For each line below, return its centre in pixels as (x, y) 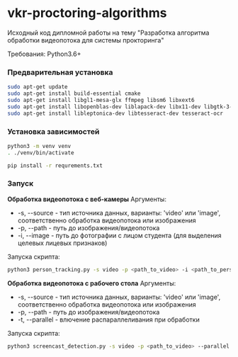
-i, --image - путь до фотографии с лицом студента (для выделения (119, 235)
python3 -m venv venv (39, 146)
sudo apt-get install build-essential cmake (74, 93)
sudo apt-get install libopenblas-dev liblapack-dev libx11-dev (104, 107)
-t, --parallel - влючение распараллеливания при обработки (108, 319)
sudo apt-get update (38, 87)
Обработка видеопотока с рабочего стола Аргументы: (92, 283)
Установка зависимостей (53, 131)
